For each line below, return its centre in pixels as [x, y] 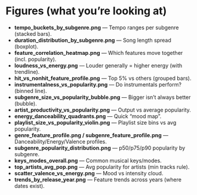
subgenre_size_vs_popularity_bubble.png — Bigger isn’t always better [102, 97]
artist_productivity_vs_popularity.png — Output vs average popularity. [103, 110]
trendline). [27, 72]
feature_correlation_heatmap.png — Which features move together [98, 52]
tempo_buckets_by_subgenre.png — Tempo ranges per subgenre [97, 27]
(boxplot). [26, 47]
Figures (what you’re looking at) [86, 11]
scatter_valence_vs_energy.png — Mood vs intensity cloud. [89, 173]
